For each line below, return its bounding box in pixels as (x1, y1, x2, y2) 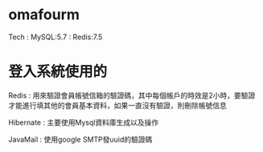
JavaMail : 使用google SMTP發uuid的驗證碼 (8, 134, 153, 144)
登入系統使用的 (8, 62, 108, 81)
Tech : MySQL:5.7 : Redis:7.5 (8, 32, 103, 42)
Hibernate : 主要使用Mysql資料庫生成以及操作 (8, 118, 159, 127)
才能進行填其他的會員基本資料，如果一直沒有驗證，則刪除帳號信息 (8, 100, 227, 110)
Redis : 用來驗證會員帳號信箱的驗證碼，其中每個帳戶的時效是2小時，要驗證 (8, 90, 256, 100)
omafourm (8, 6, 80, 24)
